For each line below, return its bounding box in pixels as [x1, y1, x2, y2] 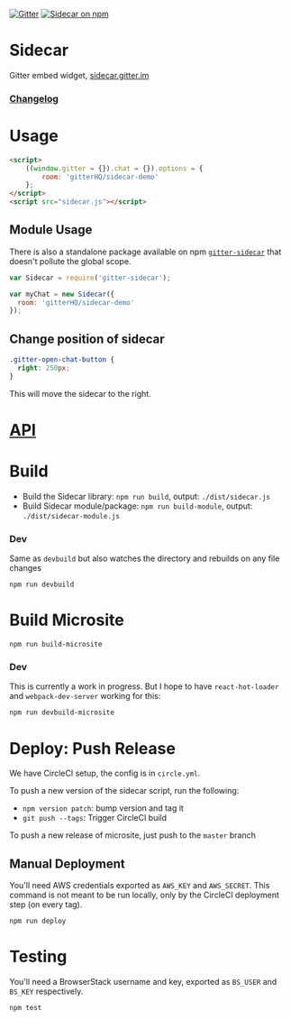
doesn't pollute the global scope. [9, 255, 132, 266]
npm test [9, 1004, 42, 1013]
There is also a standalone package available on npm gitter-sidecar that [9, 246, 282, 257]
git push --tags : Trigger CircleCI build [22, 813, 168, 823]
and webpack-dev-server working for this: [9, 691, 161, 702]
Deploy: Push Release [9, 738, 176, 758]
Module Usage [9, 222, 93, 238]
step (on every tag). [9, 899, 83, 910]
